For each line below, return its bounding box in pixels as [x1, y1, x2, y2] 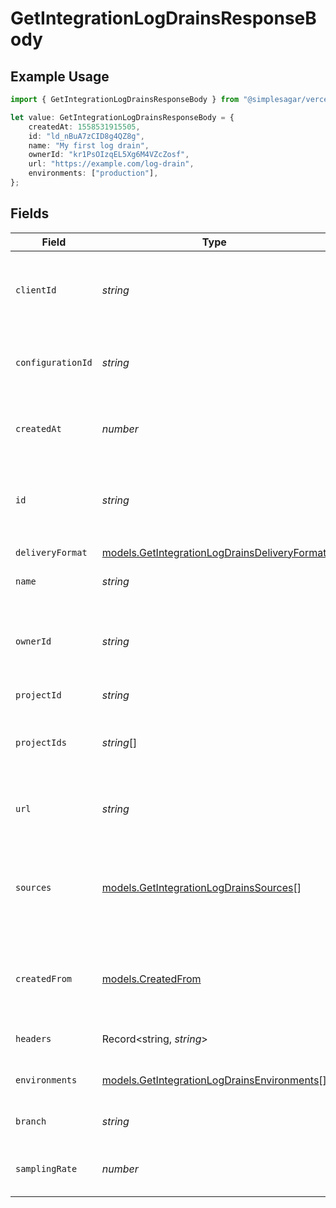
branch [15, 1115, 47, 1127]
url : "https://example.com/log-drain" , [28, 159, 195, 169]
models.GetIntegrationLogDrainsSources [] [101, 880, 302, 894]
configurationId [15, 357, 93, 368]
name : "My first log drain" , [28, 140, 150, 151]
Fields [10, 205, 50, 222]
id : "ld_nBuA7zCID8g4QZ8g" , [28, 131, 145, 141]
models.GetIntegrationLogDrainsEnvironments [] [101, 1073, 327, 1087]
